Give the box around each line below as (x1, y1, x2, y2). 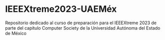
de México (5, 30, 27, 36)
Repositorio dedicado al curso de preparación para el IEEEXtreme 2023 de (5, 20, 157, 26)
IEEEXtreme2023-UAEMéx (5, 3, 117, 15)
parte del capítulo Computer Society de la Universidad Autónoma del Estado (5, 25, 161, 31)
